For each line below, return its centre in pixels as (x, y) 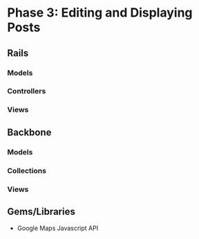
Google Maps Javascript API (58, 228)
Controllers (27, 91)
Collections (27, 170)
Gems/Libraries (41, 212)
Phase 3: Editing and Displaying (100, 13)
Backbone (29, 132)
